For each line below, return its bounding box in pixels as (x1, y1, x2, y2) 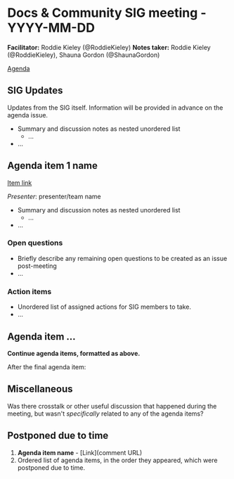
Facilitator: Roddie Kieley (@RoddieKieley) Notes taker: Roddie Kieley (7, 43, 211, 51)
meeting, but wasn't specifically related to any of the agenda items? (7, 409, 204, 418)
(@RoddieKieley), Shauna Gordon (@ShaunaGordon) (7, 51, 160, 59)
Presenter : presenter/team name (7, 192, 101, 200)
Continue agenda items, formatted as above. (7, 349, 141, 357)
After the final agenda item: (7, 362, 86, 371)
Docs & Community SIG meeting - (7, 5, 207, 21)
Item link (7, 178, 32, 187)
